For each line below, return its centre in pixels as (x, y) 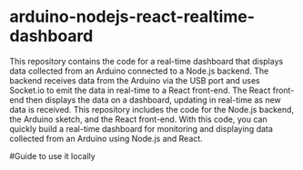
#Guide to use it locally (52, 155)
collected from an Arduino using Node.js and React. (106, 138)
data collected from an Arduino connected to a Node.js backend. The (139, 71)
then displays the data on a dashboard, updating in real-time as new (154, 100)
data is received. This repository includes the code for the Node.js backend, (151, 109)
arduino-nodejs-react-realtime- (132, 17)
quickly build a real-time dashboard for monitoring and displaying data (141, 128)
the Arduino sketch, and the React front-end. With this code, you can (138, 119)
